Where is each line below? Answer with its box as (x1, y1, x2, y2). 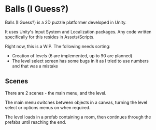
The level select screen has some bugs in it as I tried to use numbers (12, 58, 149, 64)
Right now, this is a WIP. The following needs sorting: (5, 43, 111, 49)
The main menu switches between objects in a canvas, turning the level (5, 99, 147, 105)
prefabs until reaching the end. (5, 119, 67, 125)
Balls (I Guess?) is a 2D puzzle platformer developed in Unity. (5, 19, 127, 25)
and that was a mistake (12, 63, 58, 69)
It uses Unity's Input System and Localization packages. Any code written (5, 29, 152, 34)
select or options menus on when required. (5, 104, 91, 110)
